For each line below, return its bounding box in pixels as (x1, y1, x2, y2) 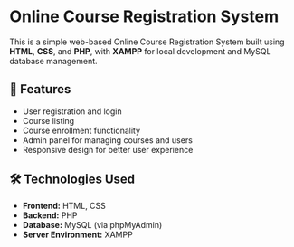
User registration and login (22, 106, 122, 117)
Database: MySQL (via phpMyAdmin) (22, 219, 163, 230)
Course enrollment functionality (22, 125, 141, 136)
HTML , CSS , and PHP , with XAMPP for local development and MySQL (9, 45, 271, 56)
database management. (9, 55, 98, 66)
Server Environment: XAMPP (22, 229, 133, 240)
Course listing (22, 115, 75, 126)
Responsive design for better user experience (22, 144, 194, 155)
